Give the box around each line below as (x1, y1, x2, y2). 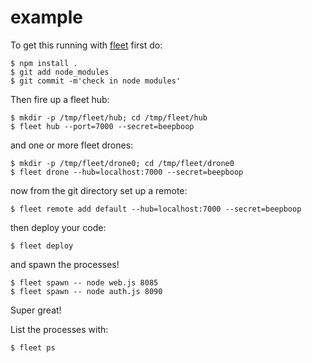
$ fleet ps (10, 342, 56, 353)
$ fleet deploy (10, 241, 74, 251)
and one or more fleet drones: (10, 139, 134, 151)
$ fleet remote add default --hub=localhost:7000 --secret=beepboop (10, 204, 302, 214)
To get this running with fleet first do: (10, 39, 163, 51)
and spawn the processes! (10, 258, 120, 270)
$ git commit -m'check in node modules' (10, 76, 182, 86)
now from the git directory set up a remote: (10, 184, 188, 196)
